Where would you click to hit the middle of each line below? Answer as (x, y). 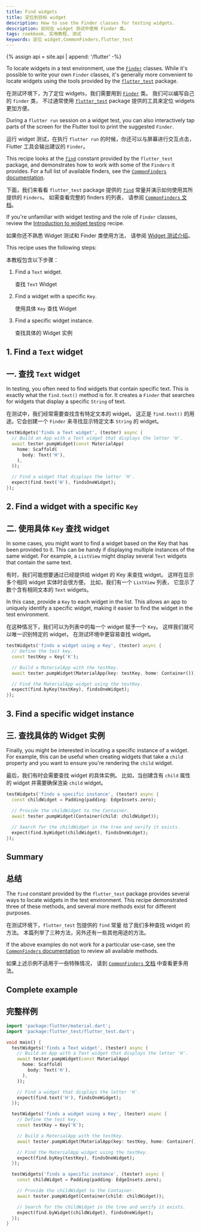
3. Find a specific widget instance (70, 714)
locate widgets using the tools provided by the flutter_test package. (92, 81)
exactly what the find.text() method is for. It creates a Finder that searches (100, 395)
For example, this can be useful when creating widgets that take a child (95, 757)
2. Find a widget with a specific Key (72, 507)
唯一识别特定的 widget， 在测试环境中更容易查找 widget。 (83, 634)
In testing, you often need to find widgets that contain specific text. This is (98, 389)
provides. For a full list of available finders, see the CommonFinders (86, 171)
